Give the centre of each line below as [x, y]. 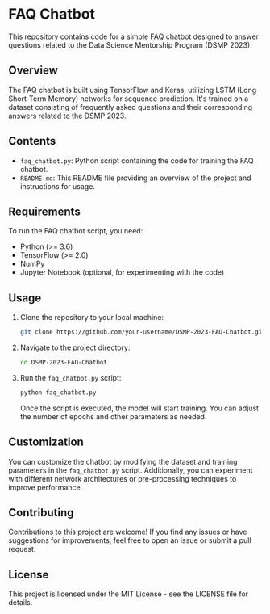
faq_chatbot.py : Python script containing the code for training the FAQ [137, 160]
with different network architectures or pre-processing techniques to [123, 478]
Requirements [44, 211]
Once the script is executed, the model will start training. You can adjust [139, 408]
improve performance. [46, 487]
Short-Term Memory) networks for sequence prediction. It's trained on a [129, 99]
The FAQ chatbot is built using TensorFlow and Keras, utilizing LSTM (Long [133, 90]
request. [22, 549]
